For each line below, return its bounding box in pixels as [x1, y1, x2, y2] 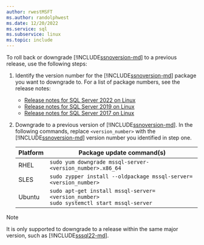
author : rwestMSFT [6, 8, 53, 15]
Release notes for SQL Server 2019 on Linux [24, 103, 135, 110]
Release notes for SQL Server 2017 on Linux [24, 110, 135, 116]
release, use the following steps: [6, 60, 87, 67]
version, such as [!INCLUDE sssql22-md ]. [6, 232, 109, 239]
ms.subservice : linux [6, 32, 61, 38]
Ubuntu [18, 193, 40, 201]
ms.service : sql [6, 25, 47, 32]
